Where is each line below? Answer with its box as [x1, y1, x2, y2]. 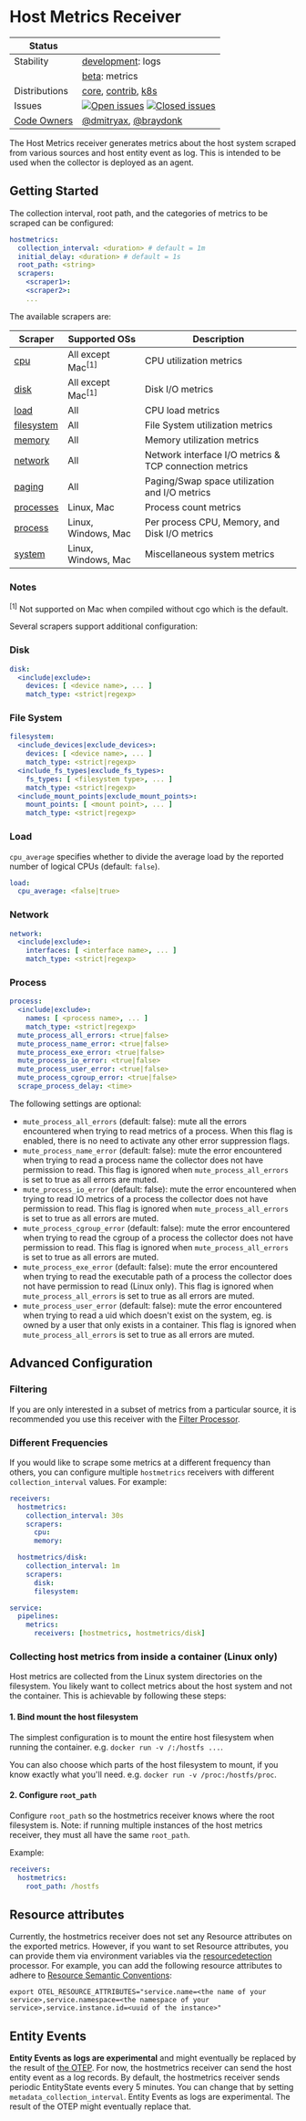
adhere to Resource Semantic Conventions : [9, 1969, 173, 1981]
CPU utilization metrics [144, 354, 243, 367]
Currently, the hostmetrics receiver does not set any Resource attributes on [9, 1931, 293, 1942]
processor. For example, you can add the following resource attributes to [9, 1960, 282, 1971]
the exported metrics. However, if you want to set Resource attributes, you [9, 1941, 289, 1952]
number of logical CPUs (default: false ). [9, 861, 161, 872]
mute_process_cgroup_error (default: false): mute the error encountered [22, 1222, 291, 1233]
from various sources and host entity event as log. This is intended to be [9, 147, 281, 158]
